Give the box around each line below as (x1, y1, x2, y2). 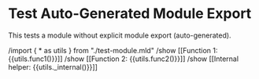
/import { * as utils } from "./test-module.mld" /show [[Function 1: (8, 45, 218, 55)
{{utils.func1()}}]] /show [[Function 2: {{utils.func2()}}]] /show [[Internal (8, 54, 239, 63)
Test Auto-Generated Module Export (8, 5, 252, 23)
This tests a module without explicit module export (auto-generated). (8, 31, 231, 40)
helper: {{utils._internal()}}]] (8, 62, 98, 71)
